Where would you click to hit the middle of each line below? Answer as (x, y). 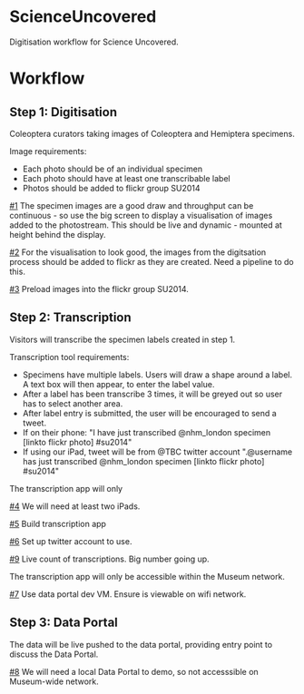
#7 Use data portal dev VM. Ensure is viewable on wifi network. (128, 594)
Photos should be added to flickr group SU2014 (112, 188)
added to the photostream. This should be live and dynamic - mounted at (146, 225)
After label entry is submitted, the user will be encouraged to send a (149, 413)
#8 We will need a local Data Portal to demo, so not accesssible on (134, 671)
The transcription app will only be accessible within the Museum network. (147, 576)
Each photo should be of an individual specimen (112, 169)
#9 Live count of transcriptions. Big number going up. (110, 559)
